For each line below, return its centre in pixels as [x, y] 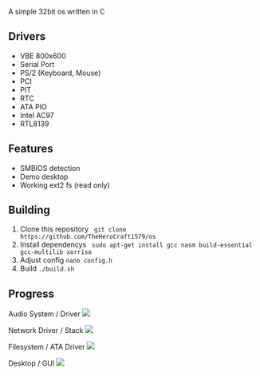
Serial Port [37, 64]
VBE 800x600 [43, 56]
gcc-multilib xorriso [55, 252]
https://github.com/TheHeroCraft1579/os [88, 237]
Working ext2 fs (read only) [65, 185]
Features [31, 149]
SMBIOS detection [50, 168]
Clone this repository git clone [73, 229]
